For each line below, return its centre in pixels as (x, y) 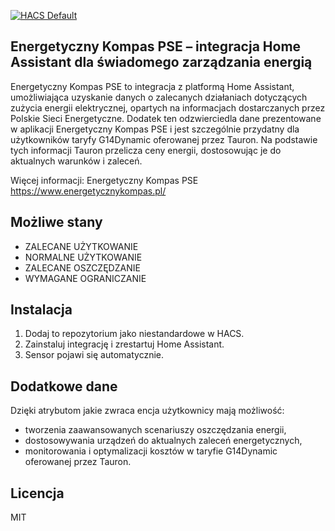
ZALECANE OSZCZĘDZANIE (82, 267)
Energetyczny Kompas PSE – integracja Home (156, 46)
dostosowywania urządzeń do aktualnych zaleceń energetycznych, (163, 441)
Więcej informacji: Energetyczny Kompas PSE (104, 180)
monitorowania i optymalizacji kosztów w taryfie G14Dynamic (151, 451)
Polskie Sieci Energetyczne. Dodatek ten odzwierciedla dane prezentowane (166, 118)
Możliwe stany (56, 222)
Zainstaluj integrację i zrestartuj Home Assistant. (124, 344)
